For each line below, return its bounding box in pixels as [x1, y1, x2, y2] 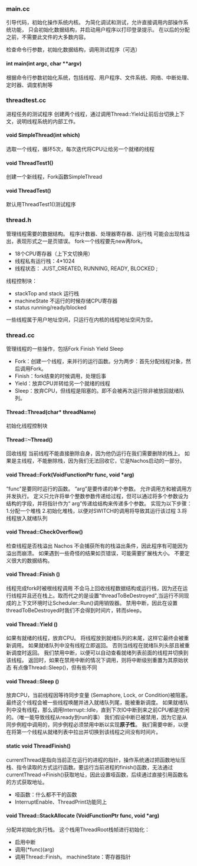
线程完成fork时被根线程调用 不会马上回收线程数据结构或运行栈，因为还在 [6, 585, 183, 592]
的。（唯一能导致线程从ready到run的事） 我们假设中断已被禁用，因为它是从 [6, 714, 188, 721]
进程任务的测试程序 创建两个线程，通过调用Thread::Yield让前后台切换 [6, 110, 175, 117]
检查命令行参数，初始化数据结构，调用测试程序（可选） [6, 46, 140, 53]
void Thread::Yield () [6, 621, 58, 628]
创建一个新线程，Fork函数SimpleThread [6, 173, 103, 180]
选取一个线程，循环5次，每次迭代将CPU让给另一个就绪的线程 [6, 146, 155, 152]
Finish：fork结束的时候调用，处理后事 [14, 373, 107, 379]
